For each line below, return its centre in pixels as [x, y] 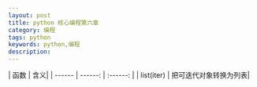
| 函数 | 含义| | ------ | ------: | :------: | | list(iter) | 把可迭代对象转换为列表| [129, 75]
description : [30, 52]
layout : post [30, 15]
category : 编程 [32, 30]
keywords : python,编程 [44, 45]
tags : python [30, 37]
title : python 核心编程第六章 [54, 23]
